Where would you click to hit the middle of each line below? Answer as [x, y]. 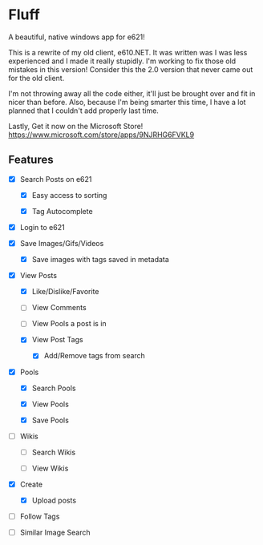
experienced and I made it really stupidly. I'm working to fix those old [122, 61]
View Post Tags [57, 340]
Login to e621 [42, 227]
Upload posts [54, 500]
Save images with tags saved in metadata [101, 260]
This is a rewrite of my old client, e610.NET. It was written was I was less [128, 52]
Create [31, 484]
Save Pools [51, 420]
